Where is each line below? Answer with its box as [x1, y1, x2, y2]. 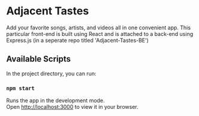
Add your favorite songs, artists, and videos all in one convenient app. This [6, 24, 191, 31]
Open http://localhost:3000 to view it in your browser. [6, 103, 139, 111]
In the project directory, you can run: [6, 70, 97, 77]
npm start [6, 85, 35, 91]
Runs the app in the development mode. [6, 97, 105, 104]
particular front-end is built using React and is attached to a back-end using [6, 30, 194, 37]
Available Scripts [6, 54, 71, 64]
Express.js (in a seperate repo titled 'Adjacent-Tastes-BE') [6, 36, 149, 44]
